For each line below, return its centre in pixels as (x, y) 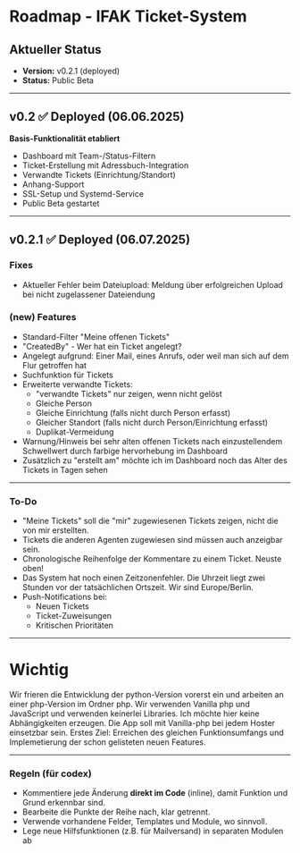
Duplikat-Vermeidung (75, 432)
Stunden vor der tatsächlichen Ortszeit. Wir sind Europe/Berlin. (138, 587)
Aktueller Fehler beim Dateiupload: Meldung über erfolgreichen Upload (153, 284)
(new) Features (43, 317)
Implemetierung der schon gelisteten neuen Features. (108, 742)
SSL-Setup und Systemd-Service (83, 193)
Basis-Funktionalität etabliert (65, 138)
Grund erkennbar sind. (63, 803)
